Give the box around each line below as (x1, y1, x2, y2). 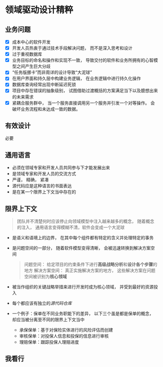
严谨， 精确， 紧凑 (12, 177, 49, 183)
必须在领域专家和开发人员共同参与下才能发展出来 (12, 165, 110, 170)
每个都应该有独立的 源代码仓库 (12, 300, 72, 306)
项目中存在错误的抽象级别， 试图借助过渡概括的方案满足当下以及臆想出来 (12, 88, 158, 94)
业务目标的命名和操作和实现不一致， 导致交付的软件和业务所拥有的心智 (12, 57, 154, 63)
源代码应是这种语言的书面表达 (12, 183, 72, 189)
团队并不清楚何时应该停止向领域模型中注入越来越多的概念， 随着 (16, 218, 146, 224)
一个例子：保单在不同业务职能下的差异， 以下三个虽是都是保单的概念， (12, 311, 154, 316)
